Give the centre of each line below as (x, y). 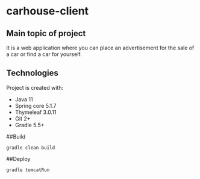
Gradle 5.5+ (30, 125)
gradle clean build (31, 148)
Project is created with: (35, 87)
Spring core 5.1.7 (36, 105)
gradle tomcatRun (28, 170)
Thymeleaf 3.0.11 (36, 112)
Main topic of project (46, 33)
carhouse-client (48, 11)
